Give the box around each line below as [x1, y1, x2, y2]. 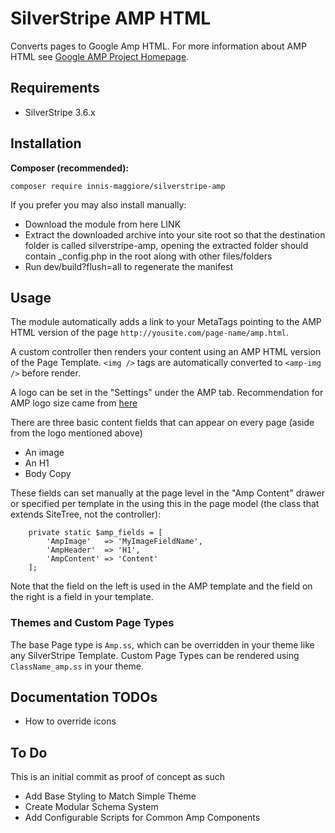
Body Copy [24, 468, 72, 480]
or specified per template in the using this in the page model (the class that [10, 498, 320, 510]
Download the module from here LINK [24, 218, 182, 230]
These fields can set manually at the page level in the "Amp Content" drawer [10, 487, 325, 499]
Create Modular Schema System [24, 801, 159, 813]
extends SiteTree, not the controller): [10, 508, 162, 521]
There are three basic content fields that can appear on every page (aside [10, 417, 315, 429]
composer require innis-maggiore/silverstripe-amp [10, 181, 226, 191]
